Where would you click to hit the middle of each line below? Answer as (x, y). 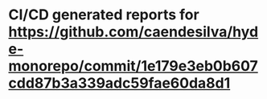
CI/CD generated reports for (104, 15)
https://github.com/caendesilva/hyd (133, 32)
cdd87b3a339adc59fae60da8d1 (119, 83)
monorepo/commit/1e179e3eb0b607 (133, 66)
